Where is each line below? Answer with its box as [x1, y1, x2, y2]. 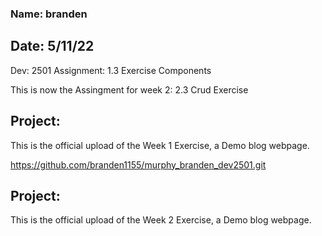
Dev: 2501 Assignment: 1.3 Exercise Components [10, 64, 212, 76]
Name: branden [10, 7, 88, 21]
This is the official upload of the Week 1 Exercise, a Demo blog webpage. [10, 139, 310, 151]
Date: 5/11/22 [10, 38, 95, 55]
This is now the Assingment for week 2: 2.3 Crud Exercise [10, 83, 249, 96]
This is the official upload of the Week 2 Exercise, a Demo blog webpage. [10, 214, 312, 226]
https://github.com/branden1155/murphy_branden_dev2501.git [10, 158, 267, 171]
